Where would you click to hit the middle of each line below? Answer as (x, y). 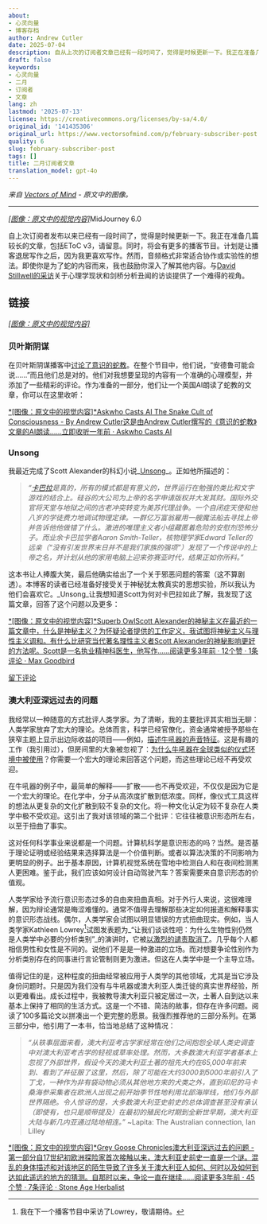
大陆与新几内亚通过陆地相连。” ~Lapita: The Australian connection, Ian (141, 1122)
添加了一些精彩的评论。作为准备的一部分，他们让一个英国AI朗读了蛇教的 (126, 385)
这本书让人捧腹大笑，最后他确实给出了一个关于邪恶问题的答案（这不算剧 (126, 574)
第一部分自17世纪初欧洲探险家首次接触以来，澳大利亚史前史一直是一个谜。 (130, 1157)
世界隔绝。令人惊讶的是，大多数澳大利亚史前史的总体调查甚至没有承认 (143, 1102)
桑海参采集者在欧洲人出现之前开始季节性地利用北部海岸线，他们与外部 (143, 1092)
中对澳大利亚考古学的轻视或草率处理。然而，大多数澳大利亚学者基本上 (143, 1053)
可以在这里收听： (57, 395)
